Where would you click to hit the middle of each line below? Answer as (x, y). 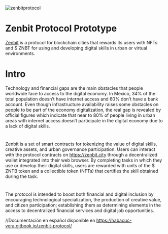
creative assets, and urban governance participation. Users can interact (80, 149)
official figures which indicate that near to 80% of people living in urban (80, 115)
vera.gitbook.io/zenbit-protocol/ (39, 226)
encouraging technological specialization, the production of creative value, (83, 200)
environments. (20, 53)
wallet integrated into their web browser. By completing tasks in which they (84, 160)
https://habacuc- (114, 220)
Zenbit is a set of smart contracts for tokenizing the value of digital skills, (81, 144)
